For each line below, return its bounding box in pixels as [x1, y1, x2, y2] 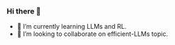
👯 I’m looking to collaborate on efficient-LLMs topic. [16, 30, 168, 38]
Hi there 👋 [6, 6, 42, 16]
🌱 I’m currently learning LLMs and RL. [16, 22, 127, 31]
